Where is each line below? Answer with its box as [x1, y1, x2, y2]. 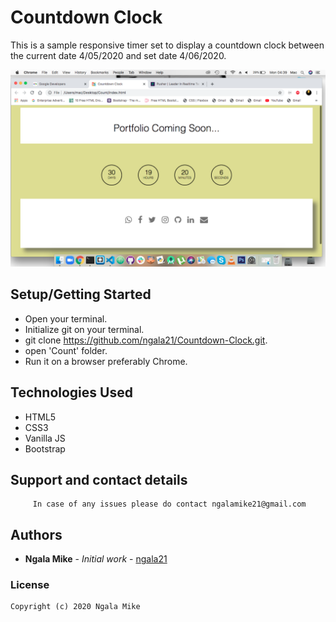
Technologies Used [10, 384, 133, 401]
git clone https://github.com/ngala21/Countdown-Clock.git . [24, 334, 268, 346]
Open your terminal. [24, 312, 108, 325]
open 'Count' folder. [24, 344, 108, 356]
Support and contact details [10, 471, 188, 488]
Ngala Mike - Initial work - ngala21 [24, 553, 168, 565]
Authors [10, 526, 63, 543]
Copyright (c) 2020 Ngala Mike [10, 602, 141, 612]
